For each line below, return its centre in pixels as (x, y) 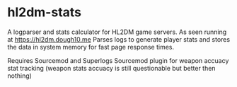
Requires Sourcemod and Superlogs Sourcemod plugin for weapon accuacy (118, 60)
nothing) (19, 76)
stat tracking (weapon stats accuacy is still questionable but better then (111, 68)
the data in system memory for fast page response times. (91, 47)
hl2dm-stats (45, 12)
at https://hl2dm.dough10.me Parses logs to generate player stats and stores (119, 39)
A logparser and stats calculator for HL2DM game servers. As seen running (117, 32)
